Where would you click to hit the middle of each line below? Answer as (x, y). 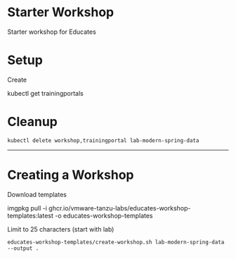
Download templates (37, 194)
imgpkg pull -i (27, 208)
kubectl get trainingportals (46, 93)
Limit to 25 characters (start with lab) (61, 229)
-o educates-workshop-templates (104, 215)
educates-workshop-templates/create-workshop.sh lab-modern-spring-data (116, 242)
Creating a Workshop (71, 175)
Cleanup (33, 122)
